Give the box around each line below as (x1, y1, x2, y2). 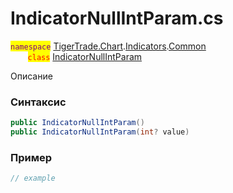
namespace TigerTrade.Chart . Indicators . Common (10, 40, 207, 52)
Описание (10, 70, 53, 82)
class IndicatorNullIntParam (27, 50, 143, 62)
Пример (10, 150, 53, 164)
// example (10, 173, 56, 184)
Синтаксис (10, 95, 67, 109)
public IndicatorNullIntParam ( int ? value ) (10, 127, 190, 137)
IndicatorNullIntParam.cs (10, 7, 224, 30)
